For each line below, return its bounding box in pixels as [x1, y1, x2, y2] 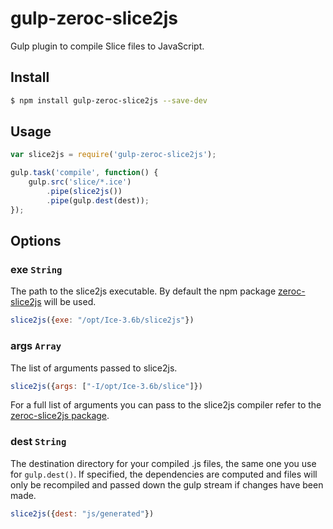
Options [10, 233, 62, 250]
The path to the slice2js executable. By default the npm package [10, 285, 277, 297]
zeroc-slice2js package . [10, 410, 110, 422]
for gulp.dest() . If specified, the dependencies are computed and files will [10, 468, 318, 480]
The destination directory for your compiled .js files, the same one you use [10, 457, 317, 469]
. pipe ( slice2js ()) [46, 187, 123, 197]
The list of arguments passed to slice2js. [10, 362, 178, 374]
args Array [10, 339, 62, 353]
